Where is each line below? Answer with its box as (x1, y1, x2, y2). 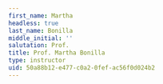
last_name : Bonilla (8, 26, 74, 34)
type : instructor (8, 57, 66, 65)
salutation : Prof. (8, 42, 70, 50)
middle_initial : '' (8, 34, 74, 42)
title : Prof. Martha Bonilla (8, 49, 105, 57)
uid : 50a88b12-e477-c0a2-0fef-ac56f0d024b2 (8, 64, 156, 72)
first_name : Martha (8, 11, 74, 20)
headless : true (8, 19, 59, 27)
